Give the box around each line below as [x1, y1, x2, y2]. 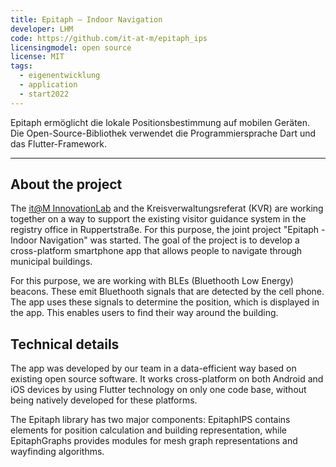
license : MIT [10, 52, 65, 62]
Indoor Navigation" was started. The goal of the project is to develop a [10, 234, 300, 246]
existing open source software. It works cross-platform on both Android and [10, 373, 324, 385]
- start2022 [19, 89, 70, 99]
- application [19, 80, 78, 90]
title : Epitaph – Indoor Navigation [10, 14, 163, 25]
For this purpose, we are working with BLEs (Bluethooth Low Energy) [10, 275, 294, 287]
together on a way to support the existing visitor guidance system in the [10, 213, 307, 225]
